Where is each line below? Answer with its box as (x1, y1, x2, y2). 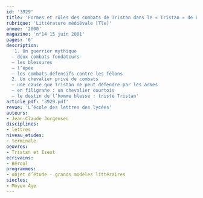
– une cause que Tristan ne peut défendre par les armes (11, 82, 158, 88)
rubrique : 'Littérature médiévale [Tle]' (6, 20, 112, 26)
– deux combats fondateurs (11, 54, 80, 60)
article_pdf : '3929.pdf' (6, 98, 69, 104)
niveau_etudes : (6, 132, 45, 139)
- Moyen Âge (6, 183, 36, 189)
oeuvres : (6, 143, 28, 150)
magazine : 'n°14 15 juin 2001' (6, 31, 85, 37)
